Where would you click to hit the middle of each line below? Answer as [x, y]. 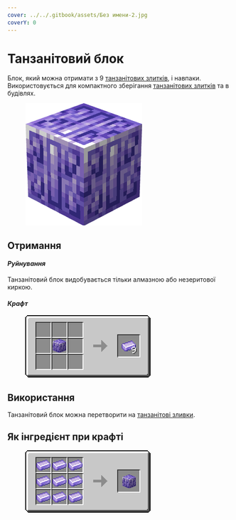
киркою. [20, 287]
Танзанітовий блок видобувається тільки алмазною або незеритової [111, 280]
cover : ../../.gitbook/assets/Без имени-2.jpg [77, 15]
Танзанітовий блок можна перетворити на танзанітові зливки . [101, 415]
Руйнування [27, 264]
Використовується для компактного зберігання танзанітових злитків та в [118, 86]
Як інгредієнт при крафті [65, 437]
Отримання [34, 245]
